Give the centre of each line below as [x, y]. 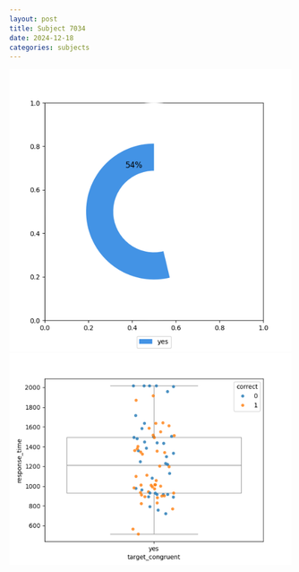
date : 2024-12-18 [42, 38]
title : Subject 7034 [48, 28]
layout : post [34, 19]
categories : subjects [50, 48]
